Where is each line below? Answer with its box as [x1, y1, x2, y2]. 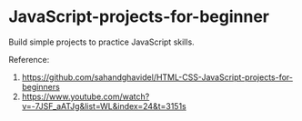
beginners [21, 81, 60, 92]
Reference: [8, 54, 50, 65]
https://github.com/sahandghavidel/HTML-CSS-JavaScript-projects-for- [21, 71, 293, 83]
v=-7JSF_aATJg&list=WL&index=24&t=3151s [21, 100, 187, 111]
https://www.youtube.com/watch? [21, 91, 150, 102]
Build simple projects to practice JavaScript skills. [8, 36, 195, 47]
